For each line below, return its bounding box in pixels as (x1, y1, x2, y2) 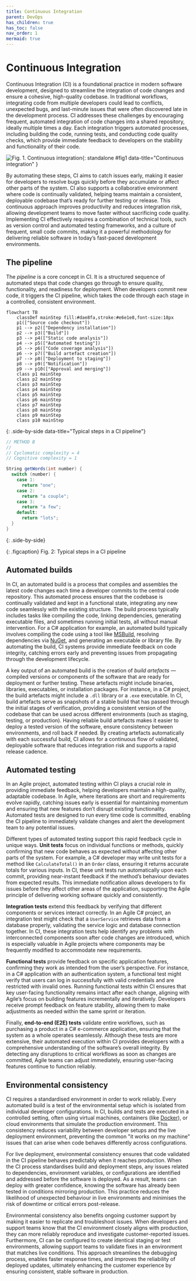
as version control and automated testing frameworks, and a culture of (6, 221, 176, 229)
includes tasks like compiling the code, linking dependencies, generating (6, 612, 181, 619)
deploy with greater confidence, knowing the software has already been (6, 1182, 180, 1189)
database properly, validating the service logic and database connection (6, 922, 180, 929)
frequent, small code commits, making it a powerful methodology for (6, 228, 171, 235)
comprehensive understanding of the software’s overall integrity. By (6, 1044, 170, 1051)
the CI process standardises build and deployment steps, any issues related (6, 1163, 189, 1170)
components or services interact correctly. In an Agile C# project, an (6, 909, 171, 916)
